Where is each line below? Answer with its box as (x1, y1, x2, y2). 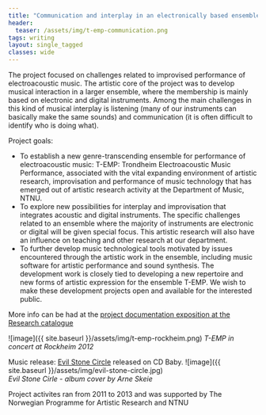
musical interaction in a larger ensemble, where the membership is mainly (8, 87, 249, 96)
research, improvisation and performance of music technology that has (19, 177, 252, 186)
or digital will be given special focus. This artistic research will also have (19, 227, 255, 236)
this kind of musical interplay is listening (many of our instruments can (8, 104, 237, 113)
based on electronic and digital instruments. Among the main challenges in (8, 96, 252, 105)
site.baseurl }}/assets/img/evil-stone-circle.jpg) (8, 366, 164, 375)
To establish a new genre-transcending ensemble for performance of (19, 151, 246, 161)
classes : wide (8, 48, 55, 56)
